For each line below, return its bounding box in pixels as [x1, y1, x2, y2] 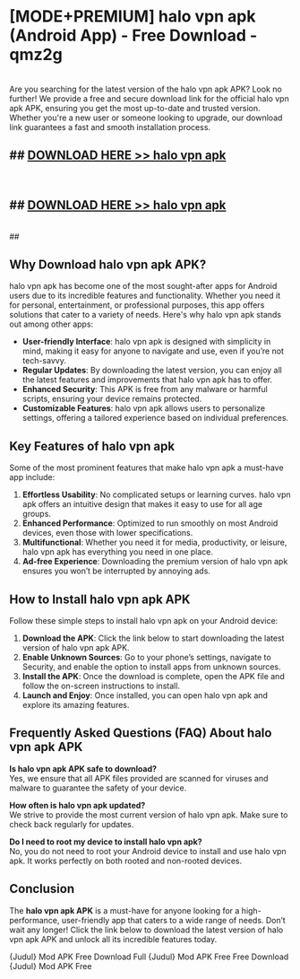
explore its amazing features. [21, 700, 130, 710]
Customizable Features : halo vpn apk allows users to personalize [21, 403, 266, 414]
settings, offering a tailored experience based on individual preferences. [21, 413, 289, 424]
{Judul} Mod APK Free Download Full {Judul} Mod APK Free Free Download [9, 951, 289, 962]
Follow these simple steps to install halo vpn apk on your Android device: [9, 616, 279, 625]
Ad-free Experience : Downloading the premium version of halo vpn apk [21, 556, 288, 567]
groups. [21, 509, 52, 520]
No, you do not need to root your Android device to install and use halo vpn [9, 845, 287, 856]
